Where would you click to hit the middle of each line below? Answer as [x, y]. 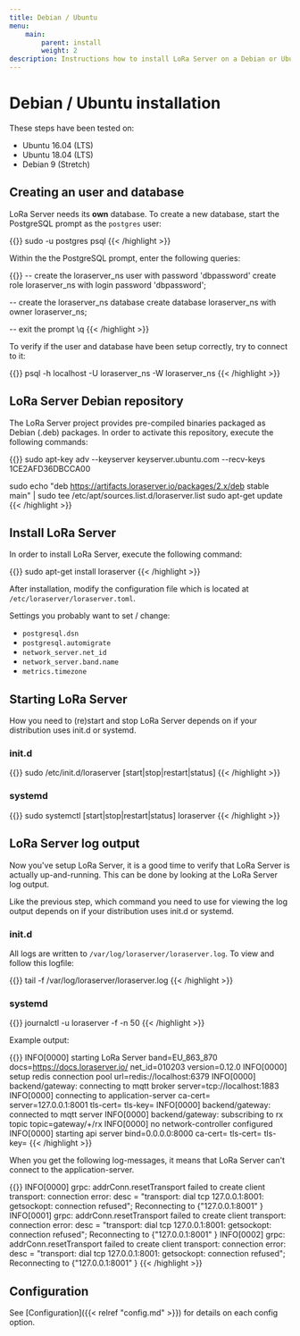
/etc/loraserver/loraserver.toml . [72, 599]
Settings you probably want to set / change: [90, 616]
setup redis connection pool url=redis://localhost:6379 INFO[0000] [133, 1077]
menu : [19, 26]
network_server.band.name [70, 662]
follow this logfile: [42, 962]
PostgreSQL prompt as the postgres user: [86, 223]
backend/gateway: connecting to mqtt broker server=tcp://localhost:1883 [144, 1086]
